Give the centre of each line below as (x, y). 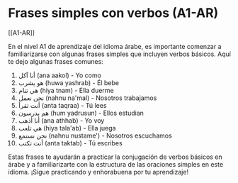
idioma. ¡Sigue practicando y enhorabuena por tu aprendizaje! (98, 172)
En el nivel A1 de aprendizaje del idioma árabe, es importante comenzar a (115, 46)
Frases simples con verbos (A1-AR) (113, 13)
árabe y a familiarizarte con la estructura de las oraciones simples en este (116, 164)
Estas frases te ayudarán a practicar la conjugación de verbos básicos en (115, 157)
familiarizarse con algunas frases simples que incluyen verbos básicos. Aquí (119, 54)
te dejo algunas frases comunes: (56, 61)
